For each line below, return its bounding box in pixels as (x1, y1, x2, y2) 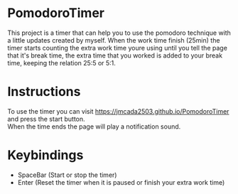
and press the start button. (7, 114, 85, 123)
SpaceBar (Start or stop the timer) (17, 171, 117, 179)
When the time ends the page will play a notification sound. (7, 122, 181, 131)
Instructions (7, 84, 81, 100)
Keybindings (7, 147, 84, 163)
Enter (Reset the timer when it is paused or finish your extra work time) (17, 178, 225, 186)
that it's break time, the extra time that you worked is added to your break (7, 51, 222, 60)
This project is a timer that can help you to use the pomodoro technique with (7, 28, 231, 37)
